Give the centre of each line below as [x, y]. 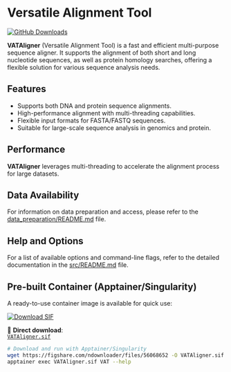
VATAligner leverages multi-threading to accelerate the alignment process [113, 166]
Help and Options [46, 241]
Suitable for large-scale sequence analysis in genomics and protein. [114, 128]
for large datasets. [33, 174]
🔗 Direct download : [35, 330]
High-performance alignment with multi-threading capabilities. [106, 113]
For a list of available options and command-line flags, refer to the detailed [113, 258]
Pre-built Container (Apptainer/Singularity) [102, 287]
